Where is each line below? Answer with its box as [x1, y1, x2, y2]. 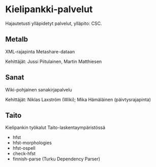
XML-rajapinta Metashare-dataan [5, 48, 75, 54]
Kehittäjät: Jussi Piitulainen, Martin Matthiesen [5, 58, 102, 64]
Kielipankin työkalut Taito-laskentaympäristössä [5, 124, 106, 130]
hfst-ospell [12, 145, 36, 151]
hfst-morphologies [12, 140, 52, 146]
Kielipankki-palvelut [5, 4, 93, 15]
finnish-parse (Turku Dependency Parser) [12, 156, 101, 162]
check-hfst [12, 151, 36, 157]
